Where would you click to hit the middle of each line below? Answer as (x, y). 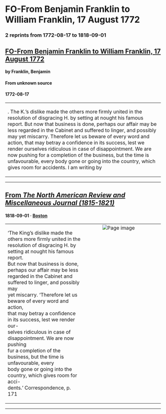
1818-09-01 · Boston (26, 215)
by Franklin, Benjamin (28, 72)
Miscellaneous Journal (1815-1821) (60, 203)
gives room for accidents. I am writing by (55, 167)
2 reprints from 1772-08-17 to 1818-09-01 (56, 35)
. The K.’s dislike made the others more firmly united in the (75, 112)
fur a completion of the (34, 351)
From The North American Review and (65, 195)
